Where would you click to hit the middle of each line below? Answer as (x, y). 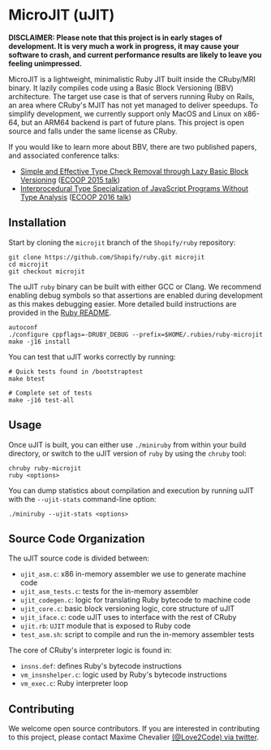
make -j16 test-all (41, 400)
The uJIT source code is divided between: (79, 558)
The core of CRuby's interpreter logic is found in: (90, 650)
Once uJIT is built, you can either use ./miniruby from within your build (127, 444)
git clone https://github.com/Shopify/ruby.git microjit (107, 257)
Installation (37, 222)
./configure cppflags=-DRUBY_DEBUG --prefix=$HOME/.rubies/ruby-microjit (136, 334)
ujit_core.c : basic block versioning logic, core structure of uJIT (127, 608)
